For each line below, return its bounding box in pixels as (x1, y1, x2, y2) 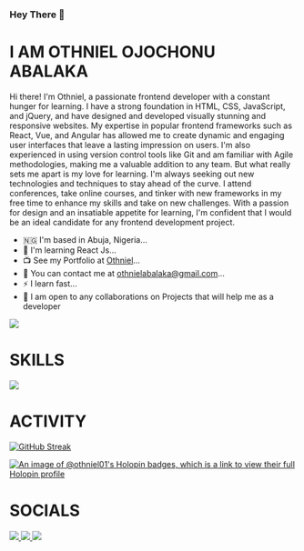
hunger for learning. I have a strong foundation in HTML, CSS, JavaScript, (9, 100, 286, 112)
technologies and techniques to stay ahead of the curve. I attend (9, 177, 252, 189)
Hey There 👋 (9, 8, 66, 21)
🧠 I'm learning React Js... (22, 245, 117, 255)
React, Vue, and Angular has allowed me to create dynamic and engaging (9, 129, 285, 140)
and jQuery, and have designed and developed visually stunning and (9, 110, 267, 121)
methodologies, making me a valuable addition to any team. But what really (9, 158, 291, 169)
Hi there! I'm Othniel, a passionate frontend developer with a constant (9, 91, 270, 102)
